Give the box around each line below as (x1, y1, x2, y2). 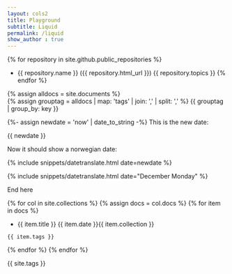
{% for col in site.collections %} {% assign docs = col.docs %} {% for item (7, 199, 221, 208)
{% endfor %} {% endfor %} (7, 245, 88, 254)
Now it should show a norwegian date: (7, 145, 117, 153)
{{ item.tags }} (7, 234, 54, 241)
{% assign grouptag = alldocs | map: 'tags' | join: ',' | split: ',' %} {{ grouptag (7, 97, 224, 105)
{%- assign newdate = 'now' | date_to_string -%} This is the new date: (7, 118, 209, 126)
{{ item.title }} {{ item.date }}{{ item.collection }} (17, 220, 155, 229)
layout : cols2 (7, 10, 49, 17)
